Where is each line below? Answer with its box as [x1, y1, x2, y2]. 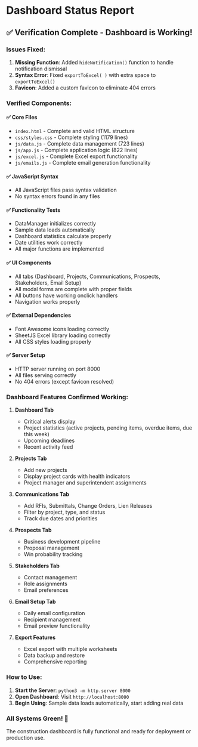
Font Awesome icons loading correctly [14, 325, 109, 332]
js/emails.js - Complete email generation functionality [14, 159, 151, 166]
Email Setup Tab [14, 598, 56, 606]
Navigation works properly [14, 298, 81, 305]
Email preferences [23, 587, 69, 594]
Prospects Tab [14, 526, 52, 534]
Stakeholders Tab [14, 562, 60, 570]
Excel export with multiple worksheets [23, 646, 117, 653]
